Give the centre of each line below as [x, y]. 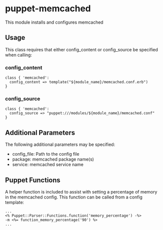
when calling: [19, 55]
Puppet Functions [33, 180]
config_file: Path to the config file [46, 154]
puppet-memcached [48, 9]
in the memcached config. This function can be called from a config [74, 197]
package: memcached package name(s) [53, 159]
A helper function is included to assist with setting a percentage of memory [81, 192]
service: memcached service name [48, 164]
